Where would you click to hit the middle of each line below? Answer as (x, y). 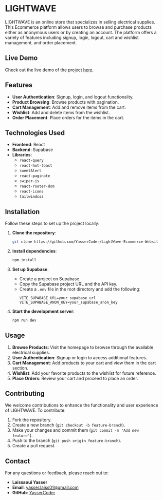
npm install (24, 260)
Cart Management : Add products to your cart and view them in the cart (84, 363)
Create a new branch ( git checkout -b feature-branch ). (69, 425)
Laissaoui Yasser (30, 482)
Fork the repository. (32, 420)
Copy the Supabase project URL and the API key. (68, 284)
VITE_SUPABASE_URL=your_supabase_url (58, 298)
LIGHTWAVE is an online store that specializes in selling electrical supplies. (80, 22)
